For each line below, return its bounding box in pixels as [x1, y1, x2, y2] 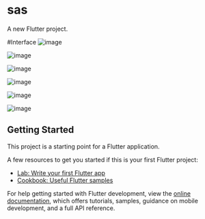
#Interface [7, 38, 36, 46]
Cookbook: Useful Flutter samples [16, 176, 113, 184]
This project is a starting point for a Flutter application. [7, 142, 160, 151]
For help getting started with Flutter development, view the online [7, 189, 191, 197]
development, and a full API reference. [7, 204, 115, 212]
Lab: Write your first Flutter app [16, 168, 106, 177]
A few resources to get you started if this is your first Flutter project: [7, 155, 198, 164]
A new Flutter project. [7, 25, 68, 33]
